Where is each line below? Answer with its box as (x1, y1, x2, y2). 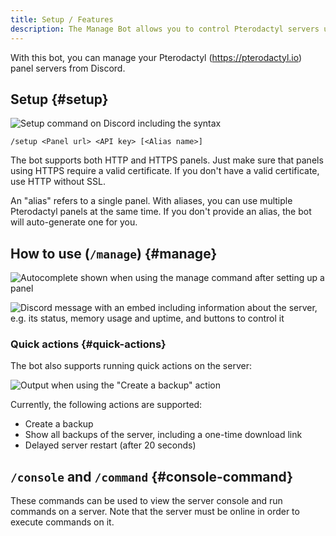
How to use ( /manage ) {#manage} (10, 245, 218, 262)
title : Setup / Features (10, 14, 114, 25)
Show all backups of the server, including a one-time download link (24, 429, 303, 441)
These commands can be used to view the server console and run (10, 495, 283, 507)
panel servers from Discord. (10, 62, 126, 74)
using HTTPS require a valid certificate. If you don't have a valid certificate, (10, 165, 320, 177)
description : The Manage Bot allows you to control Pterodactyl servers (10, 24, 320, 34)
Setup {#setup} (10, 91, 109, 108)
